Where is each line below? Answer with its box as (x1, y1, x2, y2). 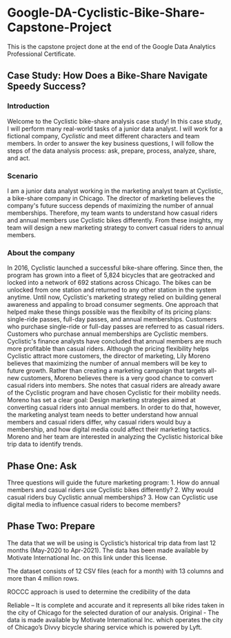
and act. (7, 153, 31, 162)
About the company (7, 247, 75, 257)
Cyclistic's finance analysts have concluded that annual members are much (7, 337, 222, 346)
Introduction (7, 102, 50, 111)
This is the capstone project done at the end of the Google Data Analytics (7, 42, 216, 50)
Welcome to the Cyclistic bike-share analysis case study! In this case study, (7, 117, 223, 125)
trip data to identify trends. (7, 440, 83, 449)
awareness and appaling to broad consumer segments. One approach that (7, 301, 219, 309)
